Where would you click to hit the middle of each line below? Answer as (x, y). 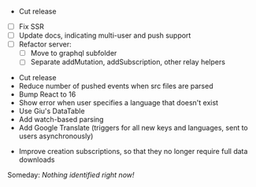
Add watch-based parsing (61, 119)
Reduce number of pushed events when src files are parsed (116, 86)
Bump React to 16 (47, 94)
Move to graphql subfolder (74, 53)
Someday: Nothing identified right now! (71, 175)
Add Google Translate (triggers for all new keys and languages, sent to (134, 128)
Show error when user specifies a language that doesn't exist (118, 103)
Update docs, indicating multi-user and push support (105, 35)
